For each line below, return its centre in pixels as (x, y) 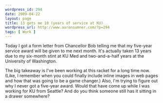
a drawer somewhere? (27, 96)
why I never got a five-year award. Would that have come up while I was (77, 86)
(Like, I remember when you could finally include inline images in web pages (81, 76)
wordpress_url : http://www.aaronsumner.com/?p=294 (57, 28)
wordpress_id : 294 (24, 9)
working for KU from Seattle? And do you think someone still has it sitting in (81, 91)
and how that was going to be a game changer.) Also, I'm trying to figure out (81, 81)
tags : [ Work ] (20, 32)
